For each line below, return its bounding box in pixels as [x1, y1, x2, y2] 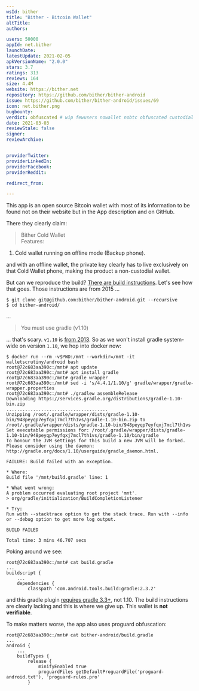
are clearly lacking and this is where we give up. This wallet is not [6, 603, 169, 610]
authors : [6, 25, 28, 32]
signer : [6, 131, 26, 137]
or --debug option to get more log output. [6, 517, 117, 523]
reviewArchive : [6, 137, 44, 143]
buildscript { [6, 570, 42, 576]
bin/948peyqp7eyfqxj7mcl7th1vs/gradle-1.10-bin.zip [6, 417, 137, 423]
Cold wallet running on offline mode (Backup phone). [14, 249, 145, 257]
